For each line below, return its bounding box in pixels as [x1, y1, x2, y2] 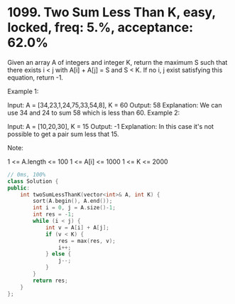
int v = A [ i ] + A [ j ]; [45, 224, 110, 231]
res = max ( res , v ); [58, 237, 116, 244]
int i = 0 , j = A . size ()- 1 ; [33, 204, 116, 211]
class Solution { [7, 177, 59, 185]
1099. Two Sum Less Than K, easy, [7, 4, 217, 21]
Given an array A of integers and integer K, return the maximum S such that [7, 58, 228, 66]
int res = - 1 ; [33, 211, 75, 218]
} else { [45, 251, 72, 258]
